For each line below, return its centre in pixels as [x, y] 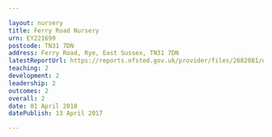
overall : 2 [27, 98]
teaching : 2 [28, 68]
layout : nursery [36, 23]
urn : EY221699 [32, 38]
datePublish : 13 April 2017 [56, 113]
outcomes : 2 [28, 91]
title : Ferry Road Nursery [54, 30]
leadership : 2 [32, 83]
